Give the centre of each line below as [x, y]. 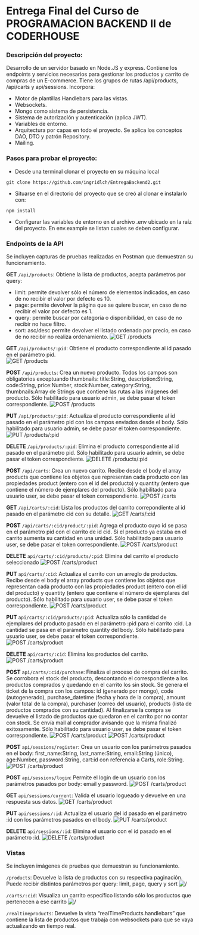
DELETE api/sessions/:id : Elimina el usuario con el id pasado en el [89, 831]
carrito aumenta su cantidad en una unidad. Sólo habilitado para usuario [95, 538]
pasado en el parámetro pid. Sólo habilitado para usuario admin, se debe [95, 453]
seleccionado [23, 563]
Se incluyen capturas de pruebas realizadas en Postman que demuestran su [100, 257]
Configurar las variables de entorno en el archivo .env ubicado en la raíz [103, 221]
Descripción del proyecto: [44, 55]
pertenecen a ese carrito [37, 902]
